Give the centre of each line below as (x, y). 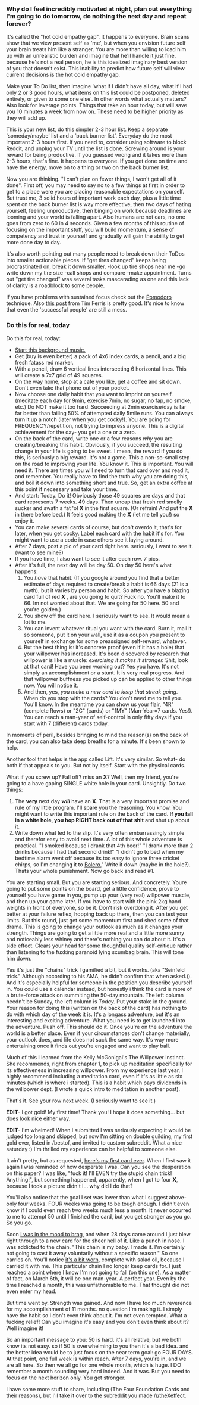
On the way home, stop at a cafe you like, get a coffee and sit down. (98, 381)
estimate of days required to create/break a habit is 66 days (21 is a (106, 584)
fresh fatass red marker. (44, 362)
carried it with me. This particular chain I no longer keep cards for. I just (94, 1266)
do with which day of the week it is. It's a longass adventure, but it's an (93, 1014)
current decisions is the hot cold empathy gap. (63, 75)
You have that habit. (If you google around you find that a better (102, 577)
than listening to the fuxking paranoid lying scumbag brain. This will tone (95, 952)
